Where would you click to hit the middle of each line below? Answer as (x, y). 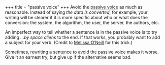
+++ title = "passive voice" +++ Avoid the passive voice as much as (74, 7)
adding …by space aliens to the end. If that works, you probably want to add (82, 37)
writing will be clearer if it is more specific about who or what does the (77, 17)
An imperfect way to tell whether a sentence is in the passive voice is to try (81, 32)
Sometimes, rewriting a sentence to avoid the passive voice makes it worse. (82, 52)
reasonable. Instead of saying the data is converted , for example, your (76, 12)
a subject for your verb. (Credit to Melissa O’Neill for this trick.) (69, 43)
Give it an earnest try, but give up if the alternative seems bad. (68, 57)
